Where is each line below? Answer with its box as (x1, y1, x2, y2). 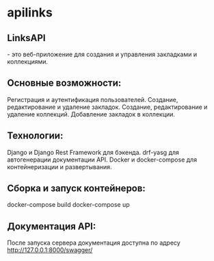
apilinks (7, 5, 53, 21)
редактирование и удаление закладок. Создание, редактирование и (7, 103, 208, 111)
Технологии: (7, 130, 64, 142)
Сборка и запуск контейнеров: (7, 183, 146, 195)
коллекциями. (7, 58, 49, 66)
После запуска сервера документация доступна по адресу (7, 238, 181, 247)
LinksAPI (7, 32, 46, 44)
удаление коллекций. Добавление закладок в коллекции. (7, 110, 176, 118)
